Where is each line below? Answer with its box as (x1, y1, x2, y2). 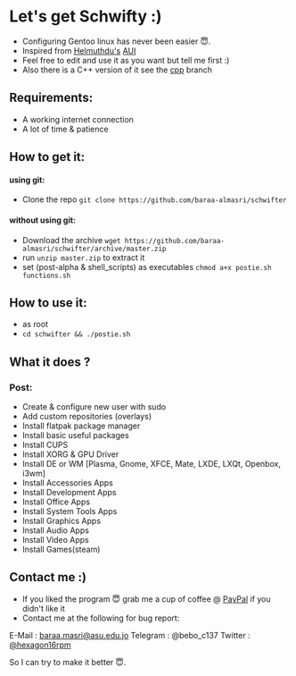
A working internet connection (21, 114, 134, 124)
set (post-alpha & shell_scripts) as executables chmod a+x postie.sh (21, 261, 272, 272)
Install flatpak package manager (21, 420, 141, 431)
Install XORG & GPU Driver (21, 449, 119, 460)
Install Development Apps (21, 487, 117, 498)
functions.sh (21, 271, 71, 280)
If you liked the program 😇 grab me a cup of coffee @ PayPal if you (21, 593, 271, 604)
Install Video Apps (21, 535, 89, 545)
